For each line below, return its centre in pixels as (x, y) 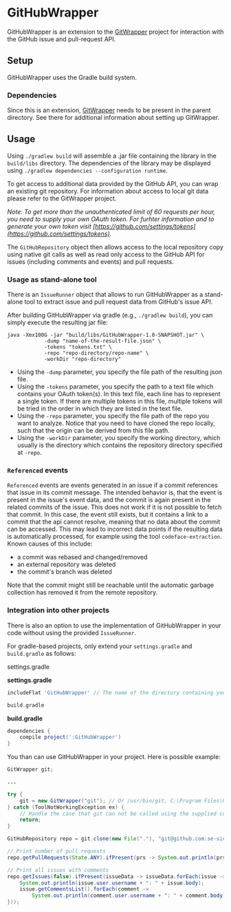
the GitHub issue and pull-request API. (62, 39)
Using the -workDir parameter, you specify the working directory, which (119, 438)
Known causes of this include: (50, 544)
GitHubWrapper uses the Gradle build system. (72, 77)
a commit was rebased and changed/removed (82, 557)
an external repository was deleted (66, 564)
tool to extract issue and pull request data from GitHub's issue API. (119, 302)
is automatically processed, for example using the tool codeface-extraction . (114, 537)
